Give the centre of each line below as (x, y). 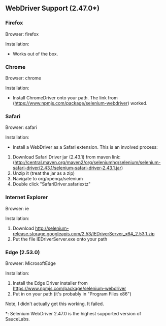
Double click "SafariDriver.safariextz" (52, 184)
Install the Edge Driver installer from (50, 283)
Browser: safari (21, 127)
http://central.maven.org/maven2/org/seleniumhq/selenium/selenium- (88, 162)
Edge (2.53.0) (23, 252)
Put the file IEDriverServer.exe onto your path (60, 239)
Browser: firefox (22, 34)
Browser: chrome (23, 78)
